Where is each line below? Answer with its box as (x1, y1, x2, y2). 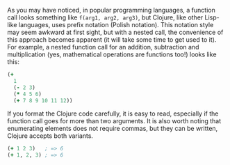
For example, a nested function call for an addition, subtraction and (7, 43, 199, 51)
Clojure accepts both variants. (7, 132, 94, 140)
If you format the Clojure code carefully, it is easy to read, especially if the (7, 109, 219, 118)
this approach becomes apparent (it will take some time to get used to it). (7, 36, 217, 44)
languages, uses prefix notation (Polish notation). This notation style (18, 21, 214, 29)
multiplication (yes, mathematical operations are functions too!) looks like (7, 50, 217, 58)
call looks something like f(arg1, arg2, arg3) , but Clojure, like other (7, 13, 204, 22)
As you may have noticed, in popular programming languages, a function (7, 6, 215, 14)
